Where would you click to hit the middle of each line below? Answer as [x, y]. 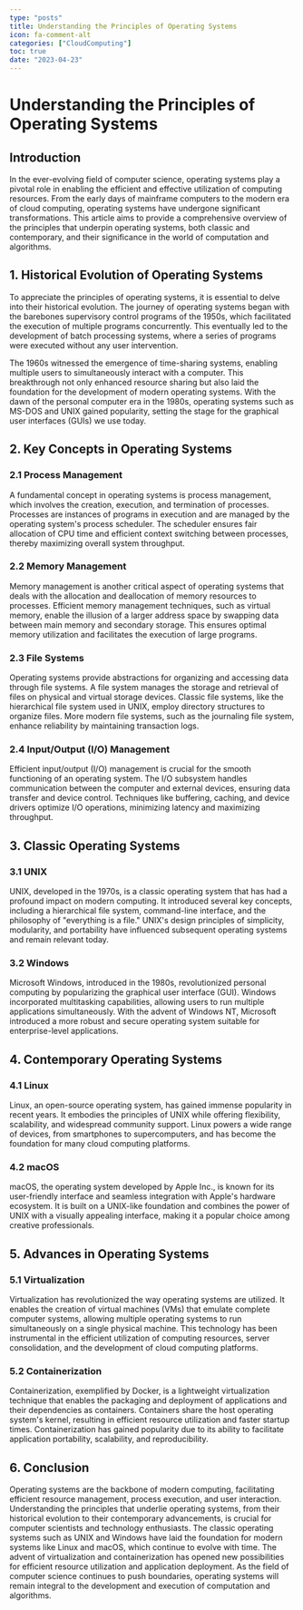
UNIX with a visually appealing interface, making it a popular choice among [150, 1215]
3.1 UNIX [29, 872]
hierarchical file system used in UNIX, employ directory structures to [137, 707]
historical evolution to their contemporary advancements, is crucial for [141, 1518]
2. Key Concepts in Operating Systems [121, 449]
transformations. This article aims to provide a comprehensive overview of [148, 218]
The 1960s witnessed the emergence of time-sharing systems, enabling [144, 363]
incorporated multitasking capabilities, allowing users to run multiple [137, 1002]
